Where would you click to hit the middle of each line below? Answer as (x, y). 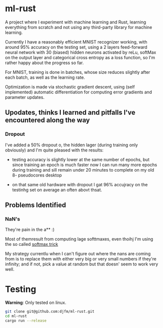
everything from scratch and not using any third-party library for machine (79, 27)
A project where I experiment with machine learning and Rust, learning (76, 22)
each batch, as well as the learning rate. (45, 77)
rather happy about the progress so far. (45, 63)
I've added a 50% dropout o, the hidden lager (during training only (72, 145)
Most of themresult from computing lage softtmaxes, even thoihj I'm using (79, 239)
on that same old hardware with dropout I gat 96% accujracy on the (80, 184)
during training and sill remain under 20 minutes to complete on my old (83, 170)
